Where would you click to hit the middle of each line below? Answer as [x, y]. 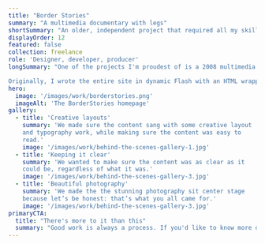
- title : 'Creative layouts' [63, 118]
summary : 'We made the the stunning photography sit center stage [134, 191]
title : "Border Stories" [49, 15]
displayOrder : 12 [37, 38]
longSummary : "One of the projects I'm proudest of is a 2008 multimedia [132, 67]
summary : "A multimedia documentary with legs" [88, 23]
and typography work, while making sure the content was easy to [132, 133]
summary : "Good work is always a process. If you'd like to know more [134, 228]
